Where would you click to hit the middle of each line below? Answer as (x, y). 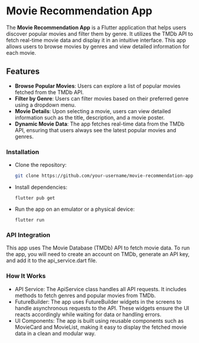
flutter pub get (35, 198)
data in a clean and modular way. (55, 333)
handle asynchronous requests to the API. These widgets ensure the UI (102, 308)
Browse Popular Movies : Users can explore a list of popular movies (98, 86)
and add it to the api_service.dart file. (52, 261)
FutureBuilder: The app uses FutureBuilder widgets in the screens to (98, 301)
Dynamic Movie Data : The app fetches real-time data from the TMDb (99, 124)
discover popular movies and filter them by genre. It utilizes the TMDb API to (99, 33)
